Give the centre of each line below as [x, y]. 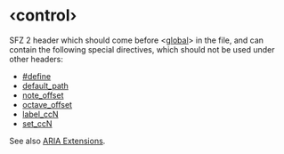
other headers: [37, 59]
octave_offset [47, 104]
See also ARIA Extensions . [57, 141]
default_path [45, 85]
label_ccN [41, 114]
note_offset [43, 95]
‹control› [43, 16]
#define [37, 76]
